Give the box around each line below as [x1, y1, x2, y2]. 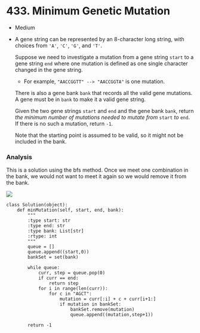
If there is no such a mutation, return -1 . [14, 120, 113, 127]
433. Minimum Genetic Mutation [6, 4, 170, 18]
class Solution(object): [6, 202, 68, 208]
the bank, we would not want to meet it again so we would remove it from [6, 173, 187, 180]
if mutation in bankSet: [59, 301, 121, 307]
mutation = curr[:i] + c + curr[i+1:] [59, 296, 156, 303]
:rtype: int [27, 233, 58, 240]
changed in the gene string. [14, 66, 83, 73]
